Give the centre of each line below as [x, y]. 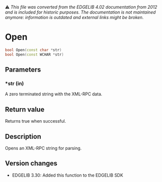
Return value [25, 109]
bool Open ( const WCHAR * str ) [34, 55]
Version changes [31, 163]
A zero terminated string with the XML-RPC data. [54, 94]
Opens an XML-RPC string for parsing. [43, 148]
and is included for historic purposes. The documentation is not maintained [81, 12]
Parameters [23, 70]
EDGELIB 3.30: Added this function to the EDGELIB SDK [68, 175]
